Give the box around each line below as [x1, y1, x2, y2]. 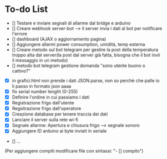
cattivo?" [11, 67, 31, 73]
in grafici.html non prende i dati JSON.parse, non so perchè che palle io [11, 77, 159, 83]
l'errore [11, 30, 27, 36]
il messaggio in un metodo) [11, 57, 68, 63]
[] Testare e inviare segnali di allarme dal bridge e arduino [11, 20, 131, 26]
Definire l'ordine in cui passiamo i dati [11, 94, 89, 100]
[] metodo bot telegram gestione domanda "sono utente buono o [11, 62, 145, 68]
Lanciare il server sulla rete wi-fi [11, 116, 78, 123]
